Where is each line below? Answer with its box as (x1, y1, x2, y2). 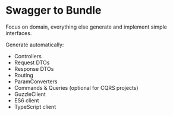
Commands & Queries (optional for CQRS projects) (14, 84, 139, 91)
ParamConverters (14, 78, 58, 85)
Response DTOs (14, 65, 54, 72)
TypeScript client (14, 103, 56, 110)
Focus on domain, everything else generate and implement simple (5, 23, 167, 30)
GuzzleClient (14, 90, 46, 98)
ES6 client (14, 96, 39, 104)
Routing (14, 71, 34, 79)
